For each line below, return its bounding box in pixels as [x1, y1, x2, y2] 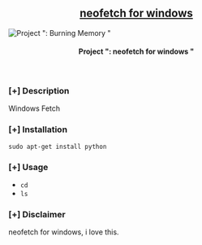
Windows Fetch [8, 103, 61, 113]
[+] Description [8, 85, 70, 96]
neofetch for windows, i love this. [8, 227, 119, 237]
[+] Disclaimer [8, 208, 67, 220]
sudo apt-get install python [8, 142, 107, 151]
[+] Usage [8, 161, 49, 173]
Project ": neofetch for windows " [78, 46, 195, 56]
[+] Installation [8, 124, 67, 135]
